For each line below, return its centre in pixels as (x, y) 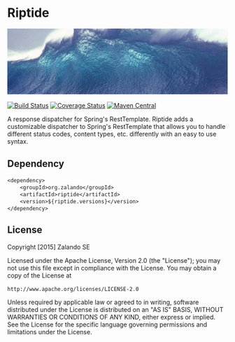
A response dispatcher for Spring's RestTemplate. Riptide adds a (100, 119)
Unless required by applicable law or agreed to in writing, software (103, 302)
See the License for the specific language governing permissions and (107, 324)
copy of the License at (40, 275)
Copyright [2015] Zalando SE (49, 247)
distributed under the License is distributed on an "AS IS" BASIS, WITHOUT (115, 309)
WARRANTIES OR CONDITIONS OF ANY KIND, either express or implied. (111, 317)
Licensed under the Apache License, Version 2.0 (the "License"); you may (114, 260)
